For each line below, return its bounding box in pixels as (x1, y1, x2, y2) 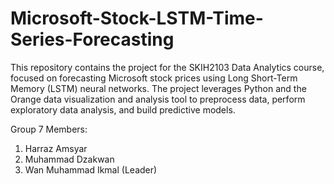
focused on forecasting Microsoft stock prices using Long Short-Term (10, 72, 298, 84)
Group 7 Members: (10, 123, 88, 135)
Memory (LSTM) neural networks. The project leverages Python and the (10, 82, 307, 94)
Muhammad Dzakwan (24, 153, 115, 165)
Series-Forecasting (10, 28, 175, 51)
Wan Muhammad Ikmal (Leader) (24, 163, 158, 176)
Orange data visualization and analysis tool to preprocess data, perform (10, 93, 306, 105)
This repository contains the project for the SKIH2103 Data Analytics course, (10, 61, 325, 73)
